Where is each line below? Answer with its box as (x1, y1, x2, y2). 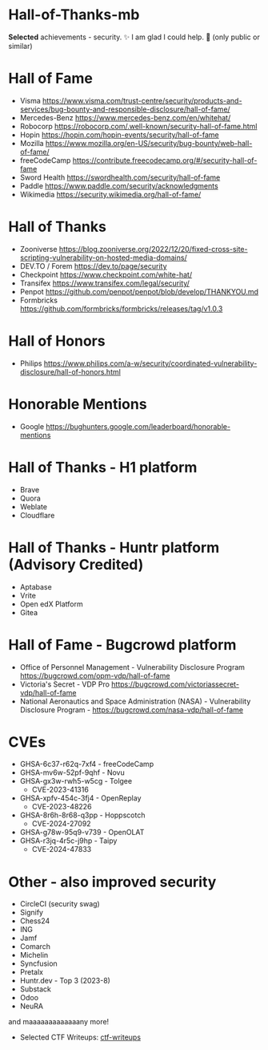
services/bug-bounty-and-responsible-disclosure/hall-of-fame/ (19, 104, 230, 114)
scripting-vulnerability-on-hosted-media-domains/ (19, 253, 187, 262)
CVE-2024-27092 (31, 819, 91, 829)
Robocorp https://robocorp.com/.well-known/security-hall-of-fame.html (19, 121, 258, 131)
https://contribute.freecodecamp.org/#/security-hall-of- (72, 155, 258, 165)
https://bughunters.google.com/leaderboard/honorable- (46, 421, 230, 431)
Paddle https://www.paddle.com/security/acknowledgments (19, 180, 218, 190)
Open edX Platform (19, 599, 84, 609)
